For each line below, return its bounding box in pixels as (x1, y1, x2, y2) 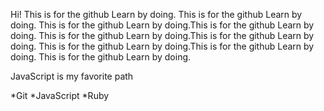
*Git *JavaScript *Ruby (10, 90, 110, 101)
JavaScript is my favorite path (10, 70, 134, 82)
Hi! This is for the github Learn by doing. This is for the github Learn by (10, 9, 303, 20)
